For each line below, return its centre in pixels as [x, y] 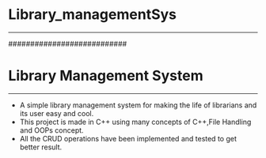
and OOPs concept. [52, 130]
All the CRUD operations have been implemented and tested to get [128, 138]
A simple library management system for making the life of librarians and [138, 105]
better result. [41, 147]
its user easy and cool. [57, 113]
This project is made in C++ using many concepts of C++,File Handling [135, 122]
